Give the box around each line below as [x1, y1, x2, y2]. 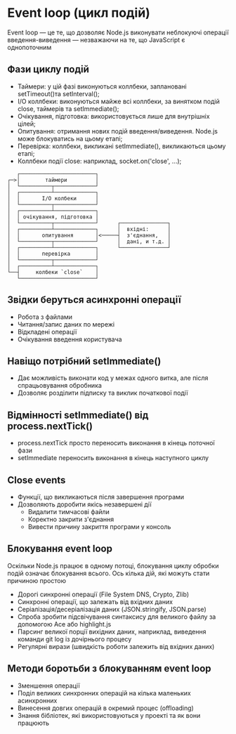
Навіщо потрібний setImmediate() [7, 355, 162, 367]
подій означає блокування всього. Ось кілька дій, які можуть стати [7, 569, 210, 577]
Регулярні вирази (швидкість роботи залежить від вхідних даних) [17, 642, 215, 650]
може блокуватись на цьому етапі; [17, 134, 123, 143]
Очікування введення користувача [17, 335, 122, 343]
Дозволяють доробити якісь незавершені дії [17, 500, 152, 509]
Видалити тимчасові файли [27, 508, 110, 516]
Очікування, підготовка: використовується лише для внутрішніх [17, 112, 210, 120]
